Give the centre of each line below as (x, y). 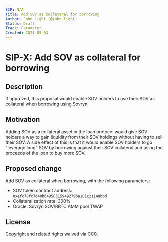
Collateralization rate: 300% (41, 201)
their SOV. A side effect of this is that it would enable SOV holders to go (79, 142)
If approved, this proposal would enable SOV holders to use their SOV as (80, 99)
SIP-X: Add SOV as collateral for (73, 58)
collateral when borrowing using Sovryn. (47, 104)
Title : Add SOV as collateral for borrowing (52, 14)
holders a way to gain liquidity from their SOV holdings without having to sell (84, 137)
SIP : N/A (14, 10)
